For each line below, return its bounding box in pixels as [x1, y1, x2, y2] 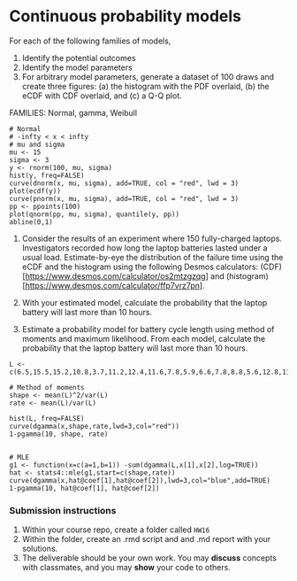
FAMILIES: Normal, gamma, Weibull [9, 107, 138, 118]
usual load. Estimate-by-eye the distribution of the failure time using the [21, 252, 284, 262]
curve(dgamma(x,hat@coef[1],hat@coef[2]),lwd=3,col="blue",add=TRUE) [9, 476, 271, 484]
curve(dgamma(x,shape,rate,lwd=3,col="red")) [9, 422, 179, 430]
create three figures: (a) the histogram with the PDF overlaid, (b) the [21, 81, 270, 91]
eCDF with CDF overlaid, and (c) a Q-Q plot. [21, 90, 183, 101]
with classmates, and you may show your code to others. [21, 562, 232, 573]
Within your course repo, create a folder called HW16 [21, 524, 210, 535]
